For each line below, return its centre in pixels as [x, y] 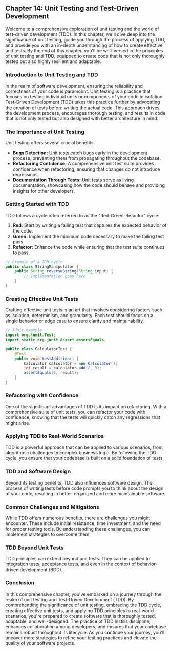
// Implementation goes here [55, 276]
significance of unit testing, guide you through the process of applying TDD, [85, 39]
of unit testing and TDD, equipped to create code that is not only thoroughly [85, 56]
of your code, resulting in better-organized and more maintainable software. [85, 493]
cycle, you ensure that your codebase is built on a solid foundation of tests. [84, 458]
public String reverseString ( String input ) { [64, 271]
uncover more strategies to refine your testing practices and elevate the [81, 638]
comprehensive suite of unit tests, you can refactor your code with [76, 412]
